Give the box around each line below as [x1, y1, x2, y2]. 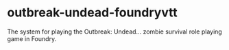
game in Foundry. [7, 34, 57, 42]
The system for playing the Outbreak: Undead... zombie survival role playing [7, 27, 223, 36]
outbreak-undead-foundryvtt [7, 5, 178, 21]
